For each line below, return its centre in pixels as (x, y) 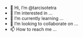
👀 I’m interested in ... (31, 13)
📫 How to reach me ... (33, 29)
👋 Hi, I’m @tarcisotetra (33, 8)
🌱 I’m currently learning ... (37, 18)
